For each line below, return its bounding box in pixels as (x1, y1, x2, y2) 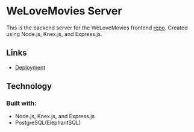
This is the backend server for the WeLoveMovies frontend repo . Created (6, 24, 188, 31)
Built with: (6, 99, 37, 107)
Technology (6, 81, 52, 91)
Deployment (14, 64, 46, 71)
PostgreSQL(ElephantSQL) (14, 119, 81, 127)
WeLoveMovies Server (6, 4, 122, 18)
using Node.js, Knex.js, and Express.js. (6, 30, 102, 37)
